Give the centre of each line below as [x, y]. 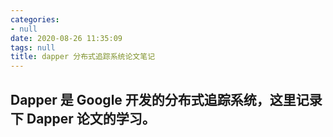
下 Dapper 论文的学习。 [83, 118]
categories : [35, 19]
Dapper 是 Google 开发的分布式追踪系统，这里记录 [166, 99]
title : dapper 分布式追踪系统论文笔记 [83, 57]
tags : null [33, 47]
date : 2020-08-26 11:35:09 [66, 38]
